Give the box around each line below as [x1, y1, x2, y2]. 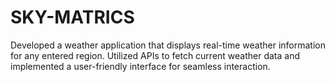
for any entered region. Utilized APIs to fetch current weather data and [10, 49, 301, 61]
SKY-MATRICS [10, 6, 135, 29]
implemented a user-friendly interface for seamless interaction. [10, 60, 271, 72]
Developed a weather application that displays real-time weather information [10, 39, 326, 51]
